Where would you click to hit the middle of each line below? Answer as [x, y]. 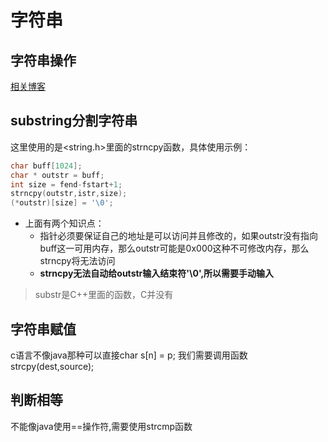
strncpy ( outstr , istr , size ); [69, 194]
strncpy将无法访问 [77, 261]
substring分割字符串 [74, 121]
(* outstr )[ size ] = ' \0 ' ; [62, 203]
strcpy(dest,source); [52, 366]
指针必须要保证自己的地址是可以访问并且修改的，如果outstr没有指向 [178, 236]
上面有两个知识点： [64, 223]
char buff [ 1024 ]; [46, 166]
